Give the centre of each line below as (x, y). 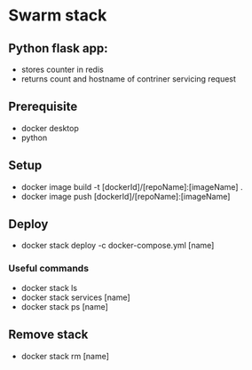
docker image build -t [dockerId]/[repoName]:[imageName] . (132, 186)
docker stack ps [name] (64, 306)
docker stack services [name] (75, 297)
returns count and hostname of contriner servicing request (129, 79)
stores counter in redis (62, 69)
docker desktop (50, 128)
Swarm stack (58, 16)
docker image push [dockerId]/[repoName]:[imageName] (126, 196)
